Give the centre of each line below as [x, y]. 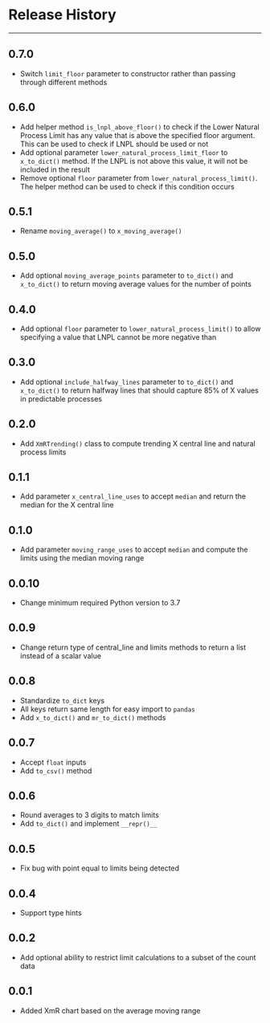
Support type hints [51, 912]
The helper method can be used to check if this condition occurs [127, 186]
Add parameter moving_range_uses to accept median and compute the [134, 550]
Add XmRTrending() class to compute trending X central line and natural [137, 443]
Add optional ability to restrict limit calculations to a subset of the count [138, 957]
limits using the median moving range [82, 558]
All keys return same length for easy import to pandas [107, 709]
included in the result [55, 169]
